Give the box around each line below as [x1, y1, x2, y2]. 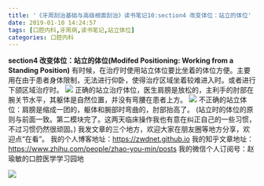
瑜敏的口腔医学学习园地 [8, 154, 84, 163]
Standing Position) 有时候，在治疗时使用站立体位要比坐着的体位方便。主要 [8, 66, 251, 75]
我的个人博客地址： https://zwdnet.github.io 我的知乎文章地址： [50, 134, 254, 144]
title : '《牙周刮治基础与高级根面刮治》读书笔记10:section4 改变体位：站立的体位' [8, 11, 252, 20]
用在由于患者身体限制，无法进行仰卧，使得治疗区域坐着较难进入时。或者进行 [8, 75, 256, 85]
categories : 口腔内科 [8, 33, 75, 42]
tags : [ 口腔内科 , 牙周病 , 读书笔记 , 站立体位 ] [8, 26, 135, 34]
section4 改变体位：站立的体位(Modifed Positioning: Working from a [8, 56, 234, 65]
